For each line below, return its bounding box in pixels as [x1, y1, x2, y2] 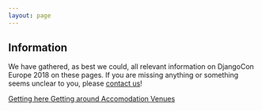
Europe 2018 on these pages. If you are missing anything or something [8, 71, 239, 80]
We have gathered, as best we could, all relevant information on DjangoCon [8, 62, 255, 71]
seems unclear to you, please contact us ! [8, 78, 142, 88]
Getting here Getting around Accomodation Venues [8, 94, 176, 104]
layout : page [8, 11, 51, 20]
